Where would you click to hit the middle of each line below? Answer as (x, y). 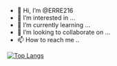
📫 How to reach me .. (48, 40)
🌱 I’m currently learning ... (54, 25)
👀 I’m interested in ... (46, 18)
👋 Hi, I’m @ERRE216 (45, 11)
